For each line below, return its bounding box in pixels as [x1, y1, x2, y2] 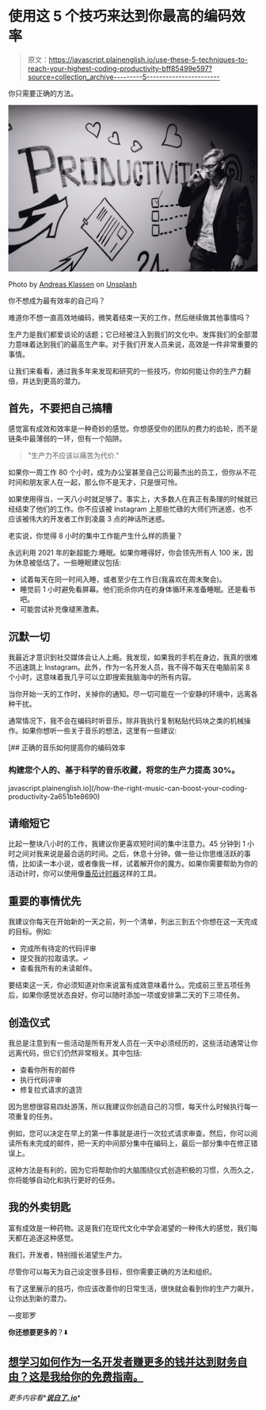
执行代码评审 [19, 1074, 62, 1084]
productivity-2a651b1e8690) [8, 791, 101, 801]
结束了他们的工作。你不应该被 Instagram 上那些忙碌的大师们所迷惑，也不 [14, 505, 253, 514]
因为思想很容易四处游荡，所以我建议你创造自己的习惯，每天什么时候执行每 [8, 1101, 251, 1111]
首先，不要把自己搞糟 [8, 401, 112, 415]
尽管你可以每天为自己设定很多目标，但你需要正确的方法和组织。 [8, 1266, 216, 1276]
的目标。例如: [8, 927, 53, 936]
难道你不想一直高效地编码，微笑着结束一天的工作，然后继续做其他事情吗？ [8, 313, 251, 322]
